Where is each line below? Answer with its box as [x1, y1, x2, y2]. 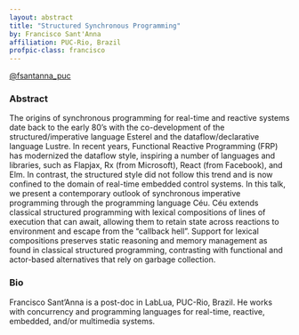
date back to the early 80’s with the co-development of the [9, 122, 225, 133]
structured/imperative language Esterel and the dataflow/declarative [9, 132, 260, 142]
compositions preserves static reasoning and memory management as [9, 235, 269, 246]
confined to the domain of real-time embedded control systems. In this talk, [9, 179, 287, 189]
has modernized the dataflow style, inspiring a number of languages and [9, 150, 276, 161]
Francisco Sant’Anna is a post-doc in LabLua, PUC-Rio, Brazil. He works [9, 297, 273, 307]
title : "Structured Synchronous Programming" [9, 21, 181, 30]
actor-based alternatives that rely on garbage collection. [9, 254, 216, 265]
